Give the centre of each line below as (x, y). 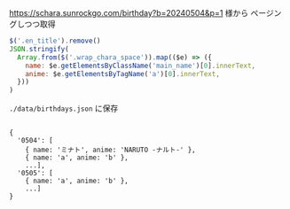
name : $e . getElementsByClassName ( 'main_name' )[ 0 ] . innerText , (140, 66)
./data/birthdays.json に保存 (64, 108)
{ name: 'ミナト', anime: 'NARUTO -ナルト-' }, (111, 150)
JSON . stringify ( (39, 49)
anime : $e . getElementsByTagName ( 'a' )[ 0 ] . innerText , (122, 74)
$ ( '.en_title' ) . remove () (55, 41)
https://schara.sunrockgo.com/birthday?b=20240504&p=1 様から (129, 13)
